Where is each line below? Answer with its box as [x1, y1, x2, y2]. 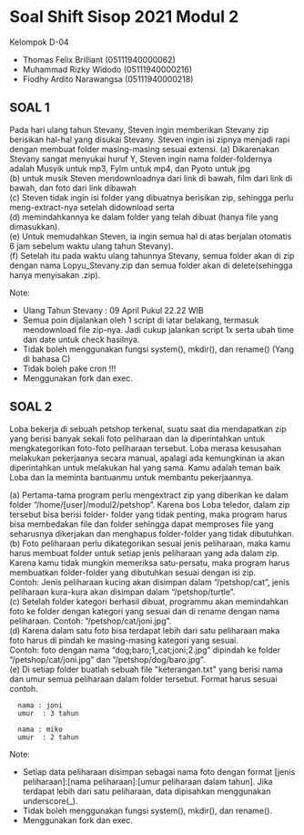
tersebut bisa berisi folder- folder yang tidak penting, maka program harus [9, 509, 288, 520]
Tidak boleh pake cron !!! [22, 363, 117, 374]
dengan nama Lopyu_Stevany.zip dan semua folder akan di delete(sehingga [9, 260, 293, 271]
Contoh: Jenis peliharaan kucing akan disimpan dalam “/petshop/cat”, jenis [9, 576, 290, 587]
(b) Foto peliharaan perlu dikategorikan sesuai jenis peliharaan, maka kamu [9, 538, 291, 549]
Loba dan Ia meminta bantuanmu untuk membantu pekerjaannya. [9, 471, 254, 482]
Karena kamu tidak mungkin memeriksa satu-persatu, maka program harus [9, 557, 290, 568]
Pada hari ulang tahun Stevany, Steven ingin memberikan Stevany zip [9, 124, 269, 135]
